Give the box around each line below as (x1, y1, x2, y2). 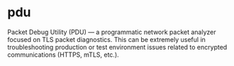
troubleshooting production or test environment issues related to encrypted (7, 43, 228, 51)
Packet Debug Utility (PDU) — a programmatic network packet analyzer (7, 28, 216, 36)
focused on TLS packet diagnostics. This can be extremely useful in (7, 35, 206, 43)
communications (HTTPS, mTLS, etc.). (7, 50, 119, 59)
